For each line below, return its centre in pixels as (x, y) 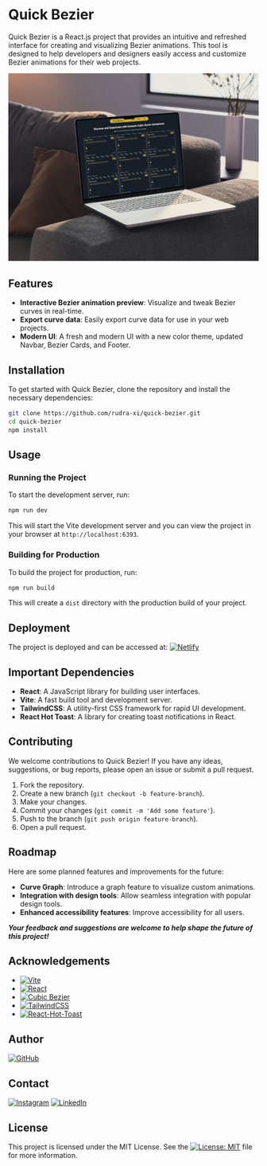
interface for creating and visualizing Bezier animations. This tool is (118, 45)
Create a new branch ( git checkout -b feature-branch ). (112, 793)
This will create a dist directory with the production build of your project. (128, 603)
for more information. (43, 1155)
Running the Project (47, 477)
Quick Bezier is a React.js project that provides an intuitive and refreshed (128, 37)
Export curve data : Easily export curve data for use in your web (124, 319)
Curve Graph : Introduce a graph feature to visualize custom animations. (137, 886)
